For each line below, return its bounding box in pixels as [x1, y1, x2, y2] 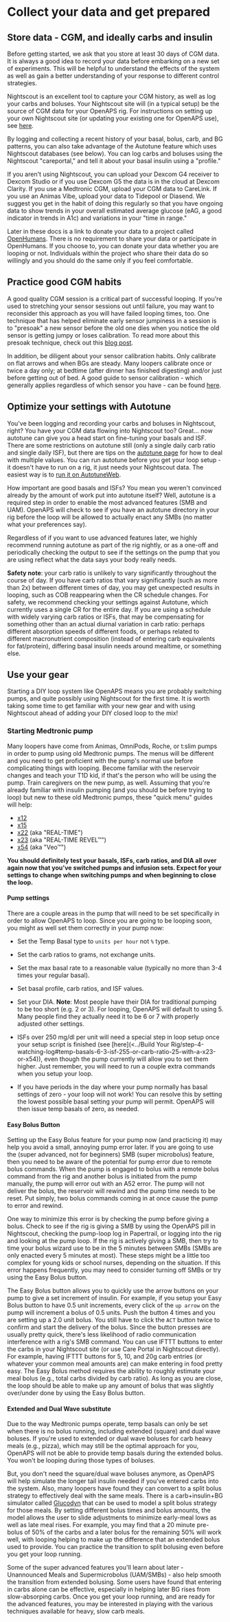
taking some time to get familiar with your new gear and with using [7, 702, 196, 710]
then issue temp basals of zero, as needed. [16, 1104, 139, 1113]
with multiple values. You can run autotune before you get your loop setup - [7, 455, 221, 464]
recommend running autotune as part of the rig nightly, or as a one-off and [7, 540, 218, 549]
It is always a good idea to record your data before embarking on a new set [7, 57, 220, 65]
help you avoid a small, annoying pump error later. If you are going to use [7, 1143, 214, 1152]
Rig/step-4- [170, 1040, 205, 1049]
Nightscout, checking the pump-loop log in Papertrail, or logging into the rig [7, 1229, 222, 1238]
